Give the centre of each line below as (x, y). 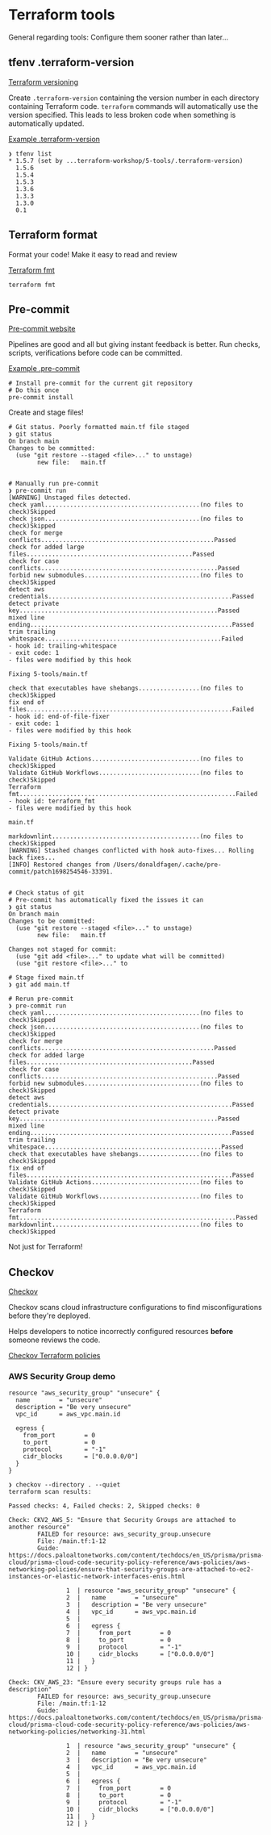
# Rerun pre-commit (41, 999)
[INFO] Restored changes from (59, 865)
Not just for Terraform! (46, 1247)
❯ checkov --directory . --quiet (65, 1485)
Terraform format (53, 235)
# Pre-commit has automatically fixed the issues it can (106, 900)
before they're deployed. (50, 1316)
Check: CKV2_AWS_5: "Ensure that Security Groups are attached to (122, 1520)
